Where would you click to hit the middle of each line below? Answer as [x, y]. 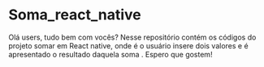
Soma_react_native [75, 15]
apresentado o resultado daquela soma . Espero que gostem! [110, 54]
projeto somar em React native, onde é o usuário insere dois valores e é [129, 45]
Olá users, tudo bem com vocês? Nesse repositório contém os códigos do [132, 37]
